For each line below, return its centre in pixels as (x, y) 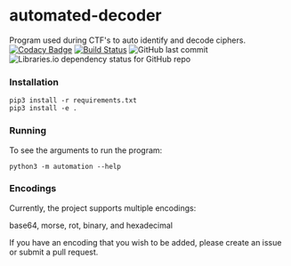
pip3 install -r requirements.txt (73, 101)
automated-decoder (85, 16)
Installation (34, 82)
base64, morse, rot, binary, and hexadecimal (91, 225)
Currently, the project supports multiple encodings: (103, 208)
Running (28, 131)
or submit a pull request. (54, 252)
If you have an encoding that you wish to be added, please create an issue (145, 242)
